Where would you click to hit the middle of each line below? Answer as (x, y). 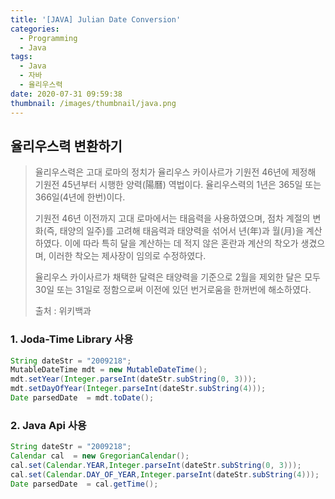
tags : (21, 57)
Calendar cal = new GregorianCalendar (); (100, 456)
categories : (35, 29)
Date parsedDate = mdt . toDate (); (82, 398)
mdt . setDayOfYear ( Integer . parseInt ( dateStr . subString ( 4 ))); (138, 389)
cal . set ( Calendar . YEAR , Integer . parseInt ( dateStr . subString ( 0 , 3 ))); (156, 466)
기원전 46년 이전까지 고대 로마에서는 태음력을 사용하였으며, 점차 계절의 (172, 218)
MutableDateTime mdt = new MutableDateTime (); (109, 370)
